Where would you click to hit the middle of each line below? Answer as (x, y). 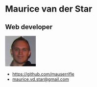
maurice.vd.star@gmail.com (41, 79)
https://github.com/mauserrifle (43, 74)
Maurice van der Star (49, 9)
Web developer (29, 27)
